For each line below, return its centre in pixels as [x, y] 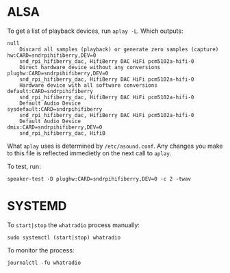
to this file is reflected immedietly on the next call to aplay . [89, 153]
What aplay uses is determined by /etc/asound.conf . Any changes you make [115, 146]
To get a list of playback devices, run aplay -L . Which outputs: [95, 31]
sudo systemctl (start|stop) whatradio [64, 237]
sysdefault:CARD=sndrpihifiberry [55, 109]
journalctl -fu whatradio [44, 263]
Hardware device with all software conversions [88, 85]
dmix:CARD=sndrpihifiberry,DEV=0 [55, 127]
